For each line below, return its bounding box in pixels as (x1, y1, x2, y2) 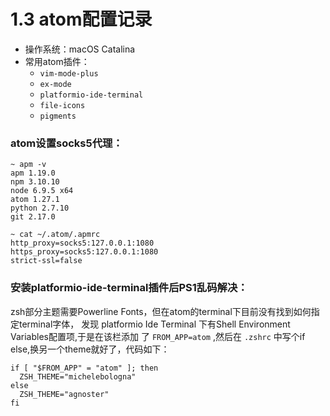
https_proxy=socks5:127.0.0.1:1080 (10, 247, 159, 257)
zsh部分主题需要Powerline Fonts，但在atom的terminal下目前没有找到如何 (10, 305, 312, 317)
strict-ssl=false (10, 256, 83, 266)
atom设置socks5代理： (10, 136, 123, 150)
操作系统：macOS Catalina (24, 43, 136, 55)
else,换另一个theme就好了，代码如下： (10, 343, 170, 355)
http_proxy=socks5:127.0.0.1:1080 (10, 238, 155, 249)
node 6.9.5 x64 (10, 186, 74, 196)
